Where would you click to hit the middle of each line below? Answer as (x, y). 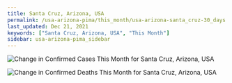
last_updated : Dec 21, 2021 (48, 26)
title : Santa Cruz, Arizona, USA (56, 13)
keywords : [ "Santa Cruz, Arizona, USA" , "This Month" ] (88, 33)
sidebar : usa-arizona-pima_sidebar (59, 39)
